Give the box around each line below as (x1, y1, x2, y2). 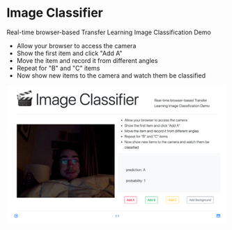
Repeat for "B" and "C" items (16, 64, 100, 72)
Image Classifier (6, 5, 104, 21)
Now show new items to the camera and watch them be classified (16, 71, 206, 80)
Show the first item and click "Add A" (16, 49, 123, 57)
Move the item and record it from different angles (16, 56, 158, 64)
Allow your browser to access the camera (16, 41, 137, 50)
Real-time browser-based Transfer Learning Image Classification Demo (6, 28, 212, 36)
